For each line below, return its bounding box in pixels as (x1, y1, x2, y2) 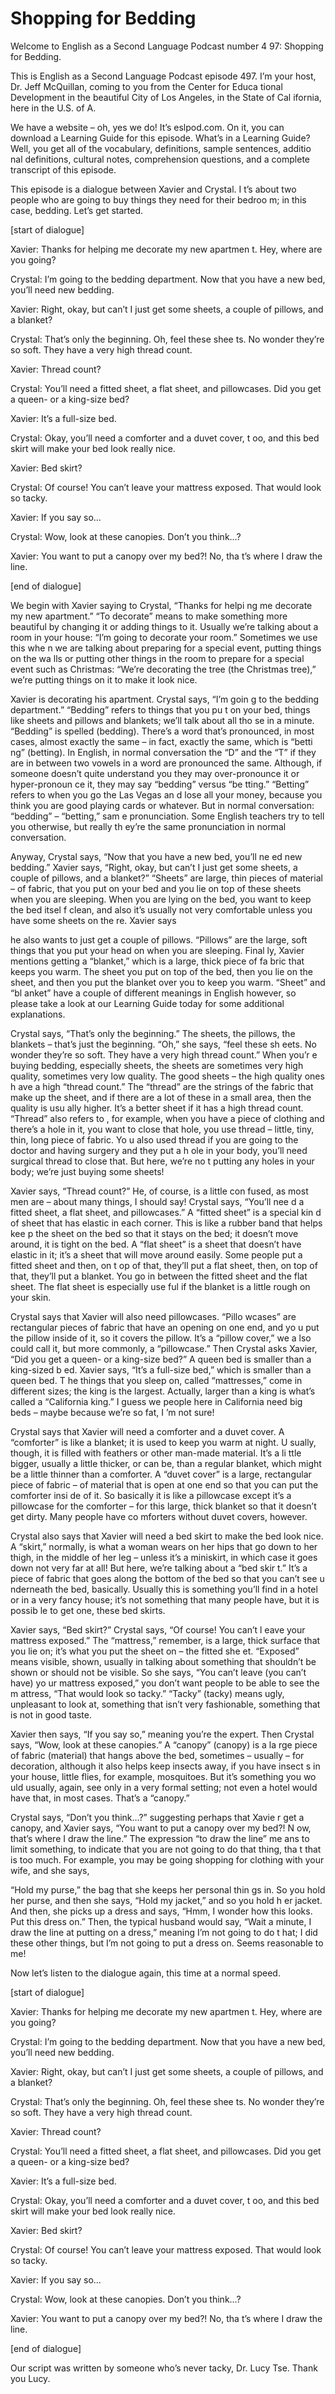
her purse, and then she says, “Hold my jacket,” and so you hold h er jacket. (10, 1894, 323, 1906)
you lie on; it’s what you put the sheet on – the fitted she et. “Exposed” (10, 1645, 300, 1657)
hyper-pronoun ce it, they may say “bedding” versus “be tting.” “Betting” (10, 778, 310, 790)
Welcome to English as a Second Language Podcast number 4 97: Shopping (10, 40, 324, 52)
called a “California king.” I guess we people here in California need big (10, 1395, 303, 1407)
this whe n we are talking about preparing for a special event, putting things (10, 642, 322, 654)
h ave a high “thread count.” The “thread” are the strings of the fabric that (10, 1080, 314, 1092)
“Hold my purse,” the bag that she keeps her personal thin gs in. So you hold (10, 1883, 326, 1896)
